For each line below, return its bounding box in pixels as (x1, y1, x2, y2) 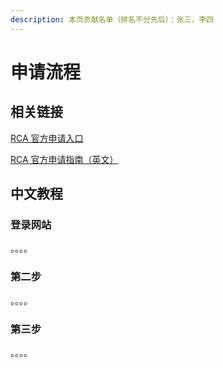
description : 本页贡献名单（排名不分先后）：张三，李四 (10, 14, 214, 25)
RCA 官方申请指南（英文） (10, 153, 119, 165)
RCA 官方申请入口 (10, 132, 84, 144)
